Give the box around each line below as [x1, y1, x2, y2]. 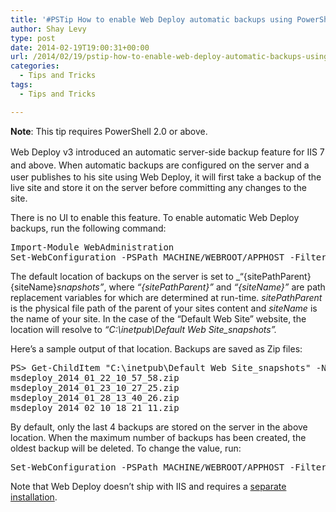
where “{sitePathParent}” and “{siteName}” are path [108, 281, 326, 293]
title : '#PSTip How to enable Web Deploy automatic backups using [10, 14, 293, 25]
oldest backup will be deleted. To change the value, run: [10, 442, 242, 454]
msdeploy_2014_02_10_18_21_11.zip [10, 402, 180, 413]
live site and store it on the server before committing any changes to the [10, 181, 307, 193]
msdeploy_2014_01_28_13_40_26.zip [10, 392, 180, 403]
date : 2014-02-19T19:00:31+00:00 [10, 42, 150, 53]
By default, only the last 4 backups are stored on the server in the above [10, 421, 308, 433]
